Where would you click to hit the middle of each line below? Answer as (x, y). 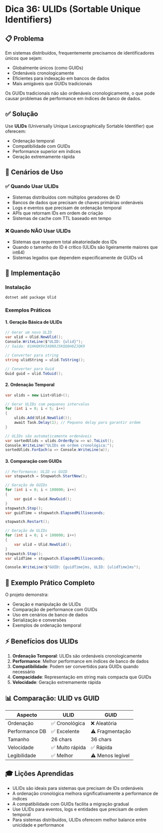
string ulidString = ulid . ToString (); (45, 360)
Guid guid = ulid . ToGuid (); (34, 373)
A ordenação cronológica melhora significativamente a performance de (85, 793)
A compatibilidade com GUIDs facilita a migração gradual (71, 804)
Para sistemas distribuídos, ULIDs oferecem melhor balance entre (79, 820)
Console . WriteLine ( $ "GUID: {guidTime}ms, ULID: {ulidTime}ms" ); (73, 567)
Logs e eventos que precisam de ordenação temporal (67, 208)
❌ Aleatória (104, 723)
